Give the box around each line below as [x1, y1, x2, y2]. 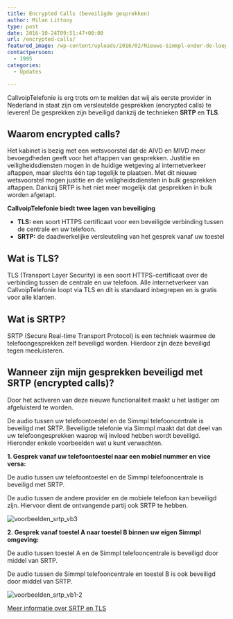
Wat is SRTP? [7, 313, 66, 325]
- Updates [13, 68, 42, 75]
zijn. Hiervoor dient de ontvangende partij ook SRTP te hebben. [7, 501, 189, 509]
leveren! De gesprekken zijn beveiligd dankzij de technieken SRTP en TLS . [7, 108, 220, 117]
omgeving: [7, 535, 40, 543]
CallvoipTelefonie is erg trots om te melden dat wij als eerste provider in [7, 93, 212, 101]
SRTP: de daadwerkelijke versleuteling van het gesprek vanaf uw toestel [17, 232, 225, 241]
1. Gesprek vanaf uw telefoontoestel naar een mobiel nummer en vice [7, 452, 211, 460]
